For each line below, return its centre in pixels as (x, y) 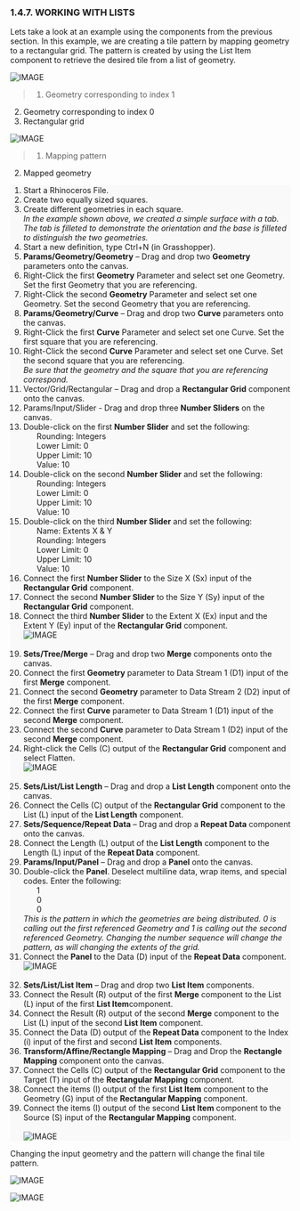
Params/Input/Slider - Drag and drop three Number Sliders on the (144, 408)
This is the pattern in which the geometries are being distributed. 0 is (150, 919)
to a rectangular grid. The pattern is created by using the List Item (131, 51)
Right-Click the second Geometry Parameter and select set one (140, 295)
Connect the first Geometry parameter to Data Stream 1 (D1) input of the (155, 673)
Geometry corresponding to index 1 (110, 94)
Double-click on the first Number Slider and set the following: (136, 427)
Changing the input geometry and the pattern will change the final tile (138, 1154)
